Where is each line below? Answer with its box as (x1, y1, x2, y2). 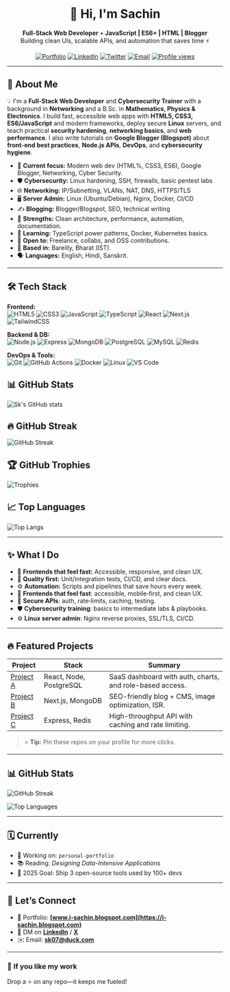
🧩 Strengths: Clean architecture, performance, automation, (16, 214, 185, 222)
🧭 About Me (7, 79, 58, 90)
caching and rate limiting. (109, 720, 190, 730)
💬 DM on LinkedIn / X (16, 928, 79, 936)
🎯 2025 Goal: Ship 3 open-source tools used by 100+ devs (16, 869, 183, 877)
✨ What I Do (7, 549, 60, 561)
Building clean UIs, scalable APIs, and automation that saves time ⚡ (20, 36, 210, 44)
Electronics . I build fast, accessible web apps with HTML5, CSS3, (7, 112, 193, 120)
